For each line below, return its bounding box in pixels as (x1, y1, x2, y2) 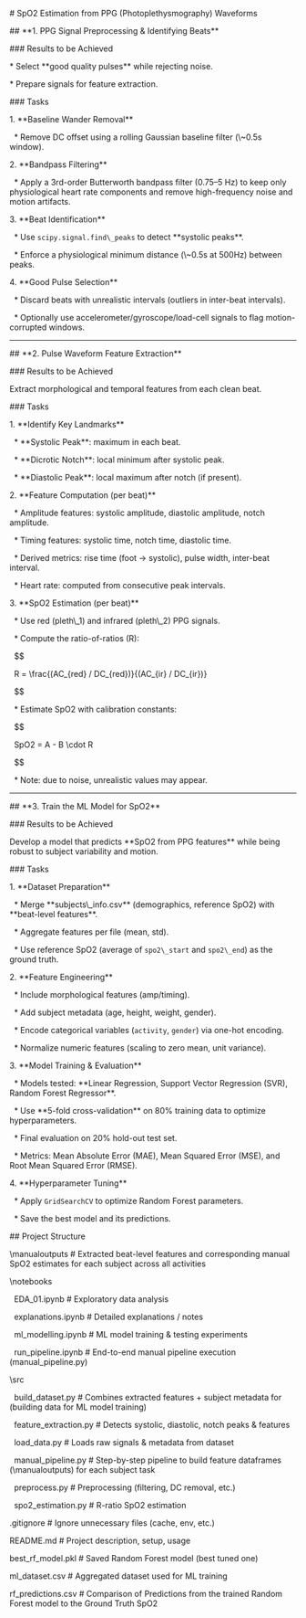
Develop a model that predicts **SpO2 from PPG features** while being (9, 836, 280, 847)
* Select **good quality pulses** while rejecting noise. (9, 61, 214, 71)
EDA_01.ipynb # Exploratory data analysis (13, 1294, 169, 1305)
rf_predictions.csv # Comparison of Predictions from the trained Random (9, 1589, 283, 1599)
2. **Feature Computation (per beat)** (9, 490, 157, 501)
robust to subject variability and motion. (9, 846, 158, 857)
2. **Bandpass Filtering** (9, 159, 107, 170)
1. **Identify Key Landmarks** (9, 419, 125, 429)
